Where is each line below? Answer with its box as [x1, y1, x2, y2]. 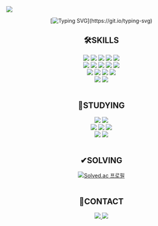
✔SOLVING [80, 155, 122, 166]
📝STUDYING [77, 101, 125, 111]
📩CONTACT [78, 196, 124, 207]
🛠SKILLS [83, 36, 119, 46]
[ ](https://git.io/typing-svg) [50, 17, 153, 24]
